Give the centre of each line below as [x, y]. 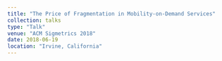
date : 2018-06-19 [33, 40]
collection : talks [34, 20]
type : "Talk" [26, 27]
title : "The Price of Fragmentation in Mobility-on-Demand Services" [112, 14]
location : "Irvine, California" [55, 46]
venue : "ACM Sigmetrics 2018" [52, 33]
